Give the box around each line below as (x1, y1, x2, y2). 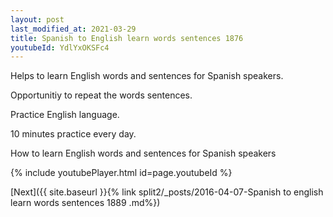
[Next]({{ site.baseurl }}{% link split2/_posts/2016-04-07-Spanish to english (10, 186, 324, 198)
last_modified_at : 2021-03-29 (10, 24, 137, 34)
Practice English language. (10, 109, 120, 121)
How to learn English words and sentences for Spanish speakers (10, 147, 277, 160)
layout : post (10, 14, 65, 25)
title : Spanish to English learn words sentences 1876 (10, 33, 244, 43)
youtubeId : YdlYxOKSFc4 (10, 42, 110, 53)
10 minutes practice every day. (10, 128, 137, 140)
